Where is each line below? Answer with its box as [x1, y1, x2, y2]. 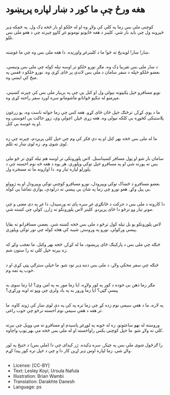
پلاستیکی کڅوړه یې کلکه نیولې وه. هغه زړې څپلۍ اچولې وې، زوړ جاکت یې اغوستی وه [6, 115, 164, 121]
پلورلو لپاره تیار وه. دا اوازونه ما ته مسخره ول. [6, 166, 92, 172]
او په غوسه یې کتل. [6, 120, 42, 127]
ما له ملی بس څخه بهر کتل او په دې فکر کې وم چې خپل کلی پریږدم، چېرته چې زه [6, 135, 157, 141]
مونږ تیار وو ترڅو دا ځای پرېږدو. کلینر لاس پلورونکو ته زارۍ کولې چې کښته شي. [6, 206, 154, 212]
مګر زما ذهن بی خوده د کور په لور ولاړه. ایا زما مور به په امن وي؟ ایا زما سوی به [6, 282, 155, 288]
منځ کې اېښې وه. [6, 74, 38, 80]
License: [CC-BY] [13, 362, 50, 368]
